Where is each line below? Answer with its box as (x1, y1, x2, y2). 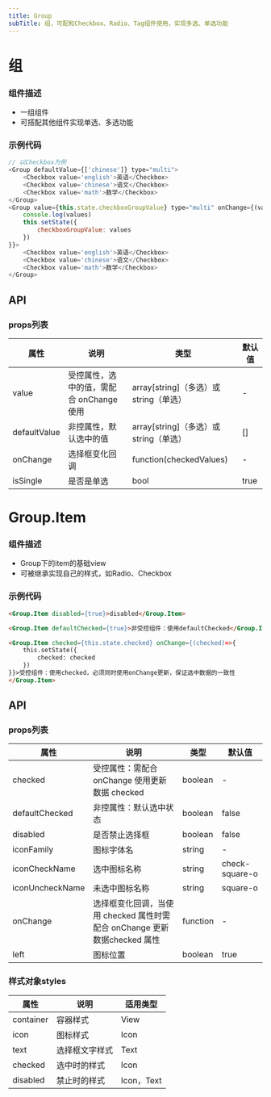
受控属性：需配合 (92, 763, 158, 774)
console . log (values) (23, 211, 92, 219)
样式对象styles (8, 976, 67, 987)
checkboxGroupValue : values (37, 226, 131, 234)
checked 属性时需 (102, 910, 171, 921)
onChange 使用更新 (92, 775, 167, 786)
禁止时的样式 (56, 1074, 106, 1086)
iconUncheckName (12, 882, 85, 894)
